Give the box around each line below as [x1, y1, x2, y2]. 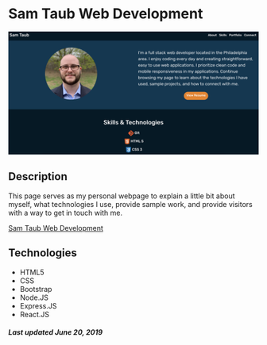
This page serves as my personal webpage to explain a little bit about [8, 191, 235, 201]
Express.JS [19, 301, 57, 310]
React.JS [19, 309, 50, 319]
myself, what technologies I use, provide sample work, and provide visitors [8, 199, 253, 209]
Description [8, 170, 68, 183]
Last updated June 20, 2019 [8, 328, 103, 337]
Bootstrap [19, 284, 52, 293]
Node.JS [19, 293, 49, 302]
